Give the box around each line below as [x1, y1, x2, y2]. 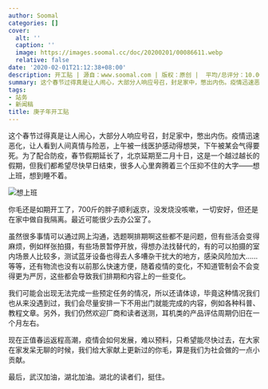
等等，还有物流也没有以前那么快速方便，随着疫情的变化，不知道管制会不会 [8, 261, 253, 271]
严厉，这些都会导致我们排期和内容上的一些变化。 [29, 272, 190, 281]
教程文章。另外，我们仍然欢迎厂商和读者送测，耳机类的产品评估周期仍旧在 [8, 308, 253, 317]
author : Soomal [8, 11, 59, 20]
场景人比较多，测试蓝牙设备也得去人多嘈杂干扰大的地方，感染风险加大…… [14, 252, 258, 261]
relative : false [15, 57, 69, 65]
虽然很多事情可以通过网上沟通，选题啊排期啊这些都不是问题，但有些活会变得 [8, 232, 260, 241]
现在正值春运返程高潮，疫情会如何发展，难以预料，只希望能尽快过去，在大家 [8, 336, 260, 344]
